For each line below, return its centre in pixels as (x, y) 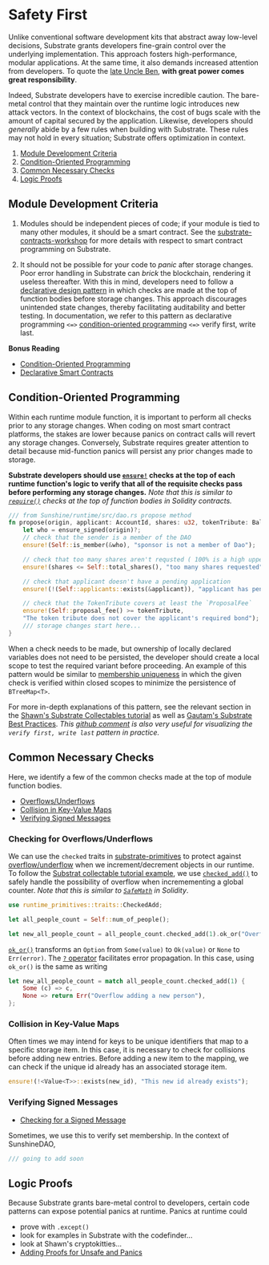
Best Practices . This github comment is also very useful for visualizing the (130, 724)
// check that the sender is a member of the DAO (107, 538)
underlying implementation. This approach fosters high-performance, (123, 54)
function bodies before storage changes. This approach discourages (133, 298)
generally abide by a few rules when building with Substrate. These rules (128, 129)
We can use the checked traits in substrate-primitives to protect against (125, 856)
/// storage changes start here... (82, 626)
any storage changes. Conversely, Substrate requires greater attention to (129, 442)
